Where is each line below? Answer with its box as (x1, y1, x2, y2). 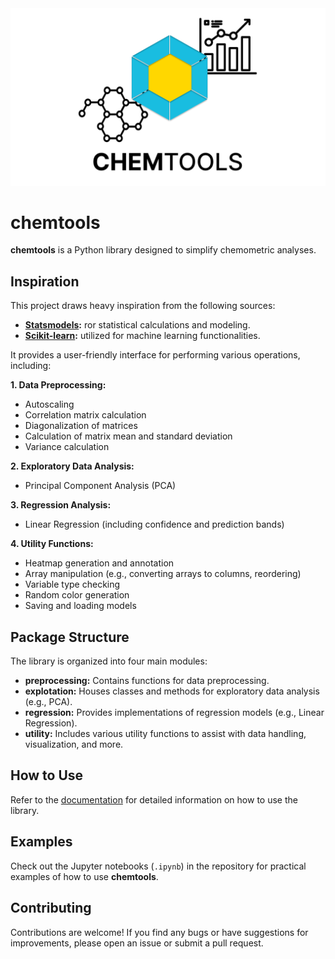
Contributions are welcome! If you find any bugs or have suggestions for (10, 926, 309, 938)
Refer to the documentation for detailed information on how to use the (10, 793, 298, 806)
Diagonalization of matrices (24, 420, 138, 432)
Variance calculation (24, 441, 110, 453)
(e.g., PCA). (24, 696, 73, 708)
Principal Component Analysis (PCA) (24, 480, 177, 492)
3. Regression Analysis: (10, 499, 112, 511)
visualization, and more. (24, 738, 124, 751)
